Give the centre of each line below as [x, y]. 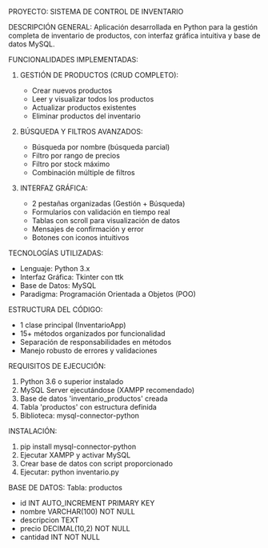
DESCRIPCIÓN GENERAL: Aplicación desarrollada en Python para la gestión [133, 27]
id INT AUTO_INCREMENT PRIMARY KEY [87, 503]
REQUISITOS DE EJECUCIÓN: [57, 366]
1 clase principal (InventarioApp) [73, 325]
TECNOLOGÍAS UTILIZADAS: [56, 253]
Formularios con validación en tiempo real [101, 212]
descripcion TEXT [49, 520]
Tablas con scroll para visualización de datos [106, 220]
